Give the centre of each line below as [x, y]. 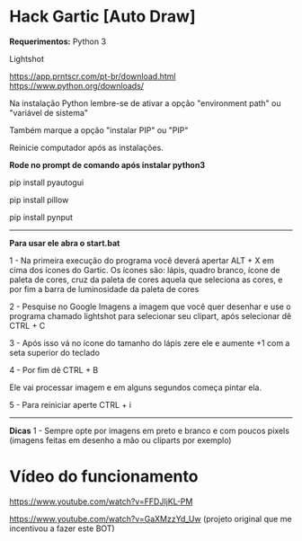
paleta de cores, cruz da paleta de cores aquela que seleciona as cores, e [146, 279]
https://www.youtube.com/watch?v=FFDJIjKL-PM [101, 501]
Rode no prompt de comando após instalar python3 [107, 164]
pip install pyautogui [47, 182]
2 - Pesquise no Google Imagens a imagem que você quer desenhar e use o [150, 306]
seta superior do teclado [55, 352]
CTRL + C [27, 325]
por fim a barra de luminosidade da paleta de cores [104, 288]
